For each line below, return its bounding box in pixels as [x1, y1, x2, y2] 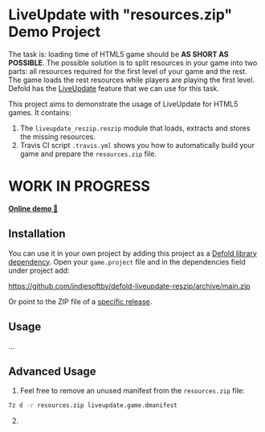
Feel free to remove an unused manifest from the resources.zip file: [19, 386, 245, 396]
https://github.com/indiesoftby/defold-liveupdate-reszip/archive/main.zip [8, 281, 251, 290]
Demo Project [8, 23, 101, 41]
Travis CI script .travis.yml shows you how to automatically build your [19, 140, 255, 150]
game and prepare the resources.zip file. [19, 149, 157, 158]
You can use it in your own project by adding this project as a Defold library [8, 248, 257, 258]
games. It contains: [8, 107, 71, 117]
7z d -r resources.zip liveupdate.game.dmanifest [8, 401, 178, 409]
